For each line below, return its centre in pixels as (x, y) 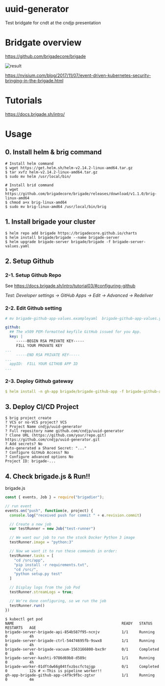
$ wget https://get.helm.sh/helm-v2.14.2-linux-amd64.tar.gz (69, 168)
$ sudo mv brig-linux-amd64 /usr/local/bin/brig (56, 206)
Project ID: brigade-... (30, 461)
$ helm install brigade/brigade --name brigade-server (62, 238)
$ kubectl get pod (24, 619)
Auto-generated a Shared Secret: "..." (46, 448)
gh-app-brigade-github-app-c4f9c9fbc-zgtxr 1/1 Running (80, 675)
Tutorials (24, 101)
